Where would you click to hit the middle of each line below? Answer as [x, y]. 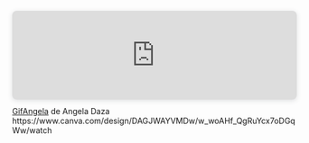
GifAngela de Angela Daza [61, 112]
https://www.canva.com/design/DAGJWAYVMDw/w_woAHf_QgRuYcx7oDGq [154, 121]
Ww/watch [32, 130]
